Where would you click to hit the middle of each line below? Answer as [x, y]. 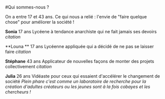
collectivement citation [29, 67]
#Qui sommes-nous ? [27, 7]
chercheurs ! [18, 92]
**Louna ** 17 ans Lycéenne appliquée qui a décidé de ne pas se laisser [80, 46]
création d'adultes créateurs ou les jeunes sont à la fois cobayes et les [78, 87]
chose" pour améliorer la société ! [40, 22]
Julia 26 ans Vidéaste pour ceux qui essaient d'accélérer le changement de [83, 76]
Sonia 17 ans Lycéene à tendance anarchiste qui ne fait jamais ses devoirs [81, 31]
